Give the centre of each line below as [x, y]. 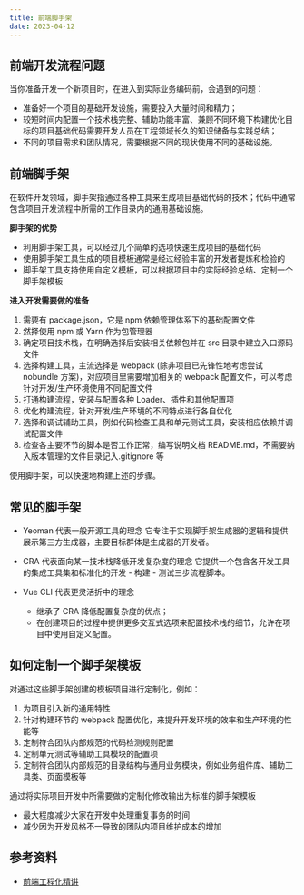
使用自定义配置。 [84, 633]
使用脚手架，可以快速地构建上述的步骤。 [85, 476]
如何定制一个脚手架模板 [75, 666]
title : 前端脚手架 [41, 18]
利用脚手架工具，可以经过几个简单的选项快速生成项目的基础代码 [142, 247]
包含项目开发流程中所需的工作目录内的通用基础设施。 [109, 209]
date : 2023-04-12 [42, 26]
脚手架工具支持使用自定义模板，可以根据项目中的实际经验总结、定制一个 [157, 270]
